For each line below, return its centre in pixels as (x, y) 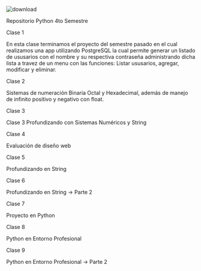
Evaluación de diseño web (39, 146)
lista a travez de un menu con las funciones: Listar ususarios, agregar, (93, 63)
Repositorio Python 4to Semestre (47, 21)
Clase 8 (16, 227)
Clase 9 (16, 250)
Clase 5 (16, 157)
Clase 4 (16, 134)
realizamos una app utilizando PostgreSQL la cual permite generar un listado (101, 50)
